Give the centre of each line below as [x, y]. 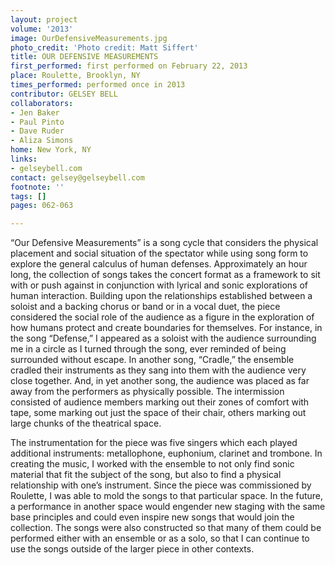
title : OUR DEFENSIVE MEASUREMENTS [84, 57]
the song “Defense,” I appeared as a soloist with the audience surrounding [163, 338]
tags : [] [28, 196]
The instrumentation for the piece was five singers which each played [154, 443]
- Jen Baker [35, 112]
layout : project [44, 19]
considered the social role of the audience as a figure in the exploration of [162, 317]
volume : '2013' [42, 29]
